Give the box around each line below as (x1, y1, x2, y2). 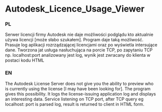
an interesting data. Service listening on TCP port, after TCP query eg (5, 96, 144, 102)
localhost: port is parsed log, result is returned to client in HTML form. (5, 101, 145, 107)
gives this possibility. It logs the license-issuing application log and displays (5, 91, 156, 96)
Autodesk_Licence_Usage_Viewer (5, 3, 145, 15)
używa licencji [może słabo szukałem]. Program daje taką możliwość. (5, 37, 144, 43)
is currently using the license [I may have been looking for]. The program (5, 86, 151, 92)
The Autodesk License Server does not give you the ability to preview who (5, 80, 154, 86)
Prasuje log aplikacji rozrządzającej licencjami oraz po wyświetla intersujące (5, 42, 158, 48)
